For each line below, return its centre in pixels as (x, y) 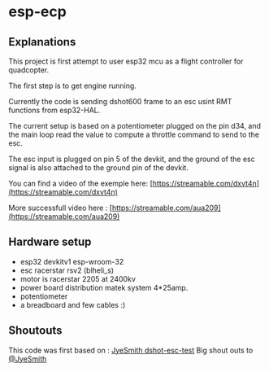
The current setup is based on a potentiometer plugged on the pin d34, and (135, 126)
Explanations (42, 42)
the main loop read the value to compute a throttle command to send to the (134, 134)
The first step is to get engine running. (72, 85)
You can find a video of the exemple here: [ (80, 183)
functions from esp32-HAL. (54, 110)
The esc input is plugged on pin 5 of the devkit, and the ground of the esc (132, 159)
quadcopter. (29, 70)
